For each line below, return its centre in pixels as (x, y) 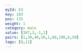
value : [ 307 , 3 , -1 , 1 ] (27, 33)
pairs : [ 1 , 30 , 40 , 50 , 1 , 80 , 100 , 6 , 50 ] (42, 38)
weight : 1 (15, 24)
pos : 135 (14, 19)
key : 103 (14, 14)
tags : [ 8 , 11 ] (19, 42)
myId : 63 (14, 10)
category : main (21, 28)
